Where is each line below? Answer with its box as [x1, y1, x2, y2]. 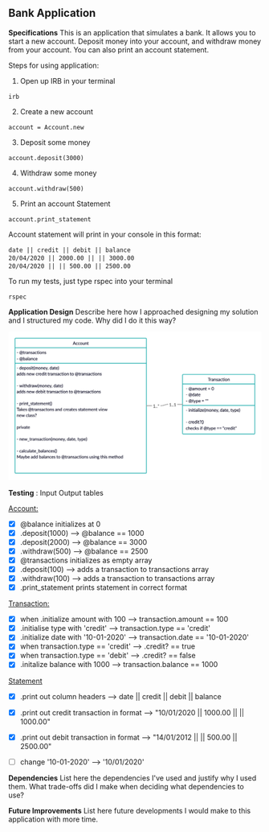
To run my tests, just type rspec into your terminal [8, 276, 173, 286]
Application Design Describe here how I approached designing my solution [8, 307, 259, 316]
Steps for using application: [8, 60, 100, 70]
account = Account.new [8, 123, 84, 131]
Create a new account [19, 106, 94, 116]
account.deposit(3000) [8, 154, 84, 162]
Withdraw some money [19, 168, 97, 178]
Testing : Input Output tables [8, 488, 104, 497]
